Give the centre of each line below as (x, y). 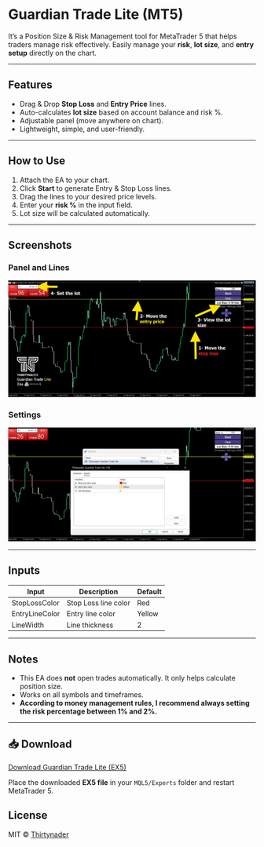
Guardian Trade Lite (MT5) (96, 15)
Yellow (148, 614)
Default (150, 591)
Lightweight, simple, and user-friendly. (82, 129)
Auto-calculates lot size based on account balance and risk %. (121, 112)
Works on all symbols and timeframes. (81, 694)
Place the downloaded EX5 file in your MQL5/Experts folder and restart (121, 782)
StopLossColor (36, 603)
